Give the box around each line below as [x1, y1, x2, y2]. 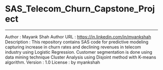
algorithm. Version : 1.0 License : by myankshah [5, 59, 100, 65]
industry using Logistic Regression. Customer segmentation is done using [5, 49, 153, 55]
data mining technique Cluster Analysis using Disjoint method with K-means [5, 54, 156, 60]
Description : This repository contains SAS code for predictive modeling [5, 39, 149, 45]
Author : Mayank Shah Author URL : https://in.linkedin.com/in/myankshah [5, 34, 151, 39]
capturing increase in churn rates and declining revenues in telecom [5, 44, 142, 50]
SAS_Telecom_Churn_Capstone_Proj [5, 3, 155, 14]
